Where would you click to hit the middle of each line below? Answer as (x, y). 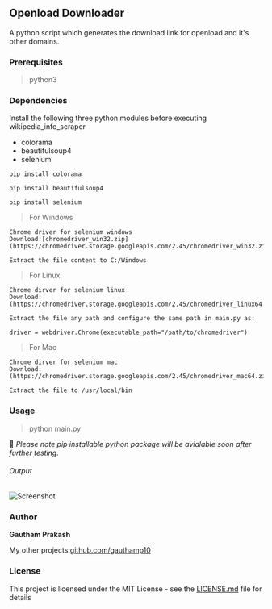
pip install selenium (46, 202)
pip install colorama (46, 174)
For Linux (44, 275)
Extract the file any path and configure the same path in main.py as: (132, 319)
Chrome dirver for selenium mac (63, 362)
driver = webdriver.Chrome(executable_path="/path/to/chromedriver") (129, 333)
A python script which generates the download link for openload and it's (129, 32)
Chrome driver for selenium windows (71, 232)
